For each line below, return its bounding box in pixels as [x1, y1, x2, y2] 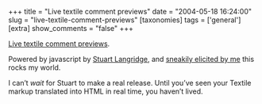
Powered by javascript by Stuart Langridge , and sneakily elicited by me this [8, 55, 255, 64]
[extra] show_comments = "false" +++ [8, 24, 133, 33]
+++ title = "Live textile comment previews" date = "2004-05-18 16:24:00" [8, 7, 252, 16]
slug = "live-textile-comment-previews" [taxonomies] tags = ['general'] [8, 15, 241, 25]
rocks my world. [8, 63, 61, 72]
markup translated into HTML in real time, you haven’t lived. [8, 87, 204, 96]
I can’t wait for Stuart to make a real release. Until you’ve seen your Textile [8, 79, 252, 87]
